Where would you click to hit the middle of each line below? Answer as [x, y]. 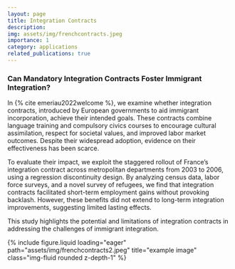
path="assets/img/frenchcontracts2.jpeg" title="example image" [102, 250]
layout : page [27, 14]
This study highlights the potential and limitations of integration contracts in [118, 221]
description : [27, 27]
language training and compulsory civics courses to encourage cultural [112, 126]
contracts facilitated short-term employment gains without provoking [108, 192]
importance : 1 [28, 41]
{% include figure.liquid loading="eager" [67, 243]
